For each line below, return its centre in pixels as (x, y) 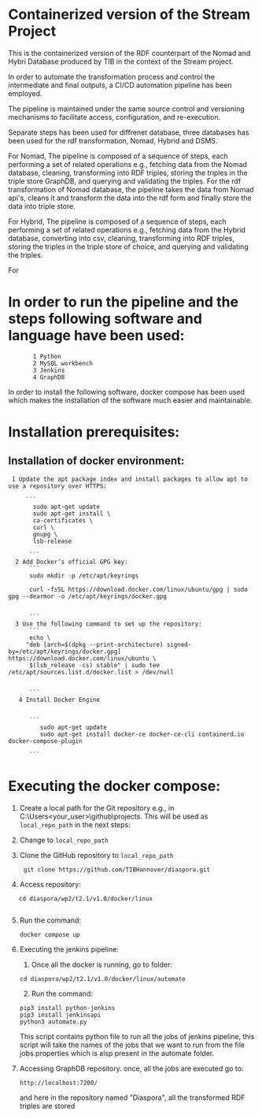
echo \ (40, 637)
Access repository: (50, 884)
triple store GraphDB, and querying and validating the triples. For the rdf (125, 181)
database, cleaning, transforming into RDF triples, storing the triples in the (128, 173)
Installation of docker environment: (96, 461)
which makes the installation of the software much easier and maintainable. (130, 400)
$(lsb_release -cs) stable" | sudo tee (94, 665)
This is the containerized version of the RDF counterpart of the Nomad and (129, 53)
